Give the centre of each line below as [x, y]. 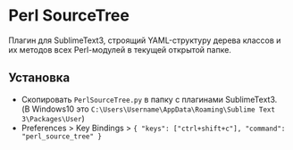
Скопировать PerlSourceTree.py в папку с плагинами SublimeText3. [149, 99]
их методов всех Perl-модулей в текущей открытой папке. [120, 49]
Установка [39, 78]
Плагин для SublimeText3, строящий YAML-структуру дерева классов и [145, 40]
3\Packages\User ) [53, 118]
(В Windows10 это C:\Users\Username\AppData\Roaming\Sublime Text [148, 109]
